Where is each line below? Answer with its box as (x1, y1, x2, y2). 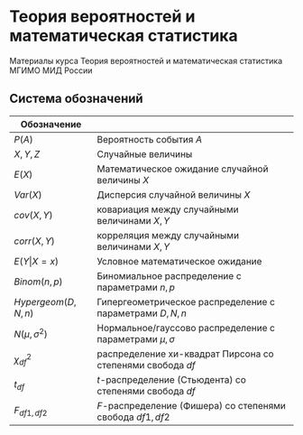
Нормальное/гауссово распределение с (96, 321, 275, 334)
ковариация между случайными (96, 203, 239, 216)
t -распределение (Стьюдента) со (96, 373, 246, 385)
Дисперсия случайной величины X (96, 188, 251, 200)
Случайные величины (96, 147, 193, 160)
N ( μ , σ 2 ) (14, 327, 48, 340)
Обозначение (20, 117, 82, 130)
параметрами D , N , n (96, 307, 187, 319)
